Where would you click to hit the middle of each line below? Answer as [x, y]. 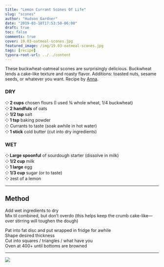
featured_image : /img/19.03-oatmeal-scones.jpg [54, 46]
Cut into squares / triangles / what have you [49, 240]
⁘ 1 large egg [19, 167]
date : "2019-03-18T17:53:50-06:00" [41, 23]
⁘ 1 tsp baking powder [28, 120]
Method [17, 199]
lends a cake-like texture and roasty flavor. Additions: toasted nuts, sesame [81, 74]
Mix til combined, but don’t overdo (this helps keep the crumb [67, 215]
